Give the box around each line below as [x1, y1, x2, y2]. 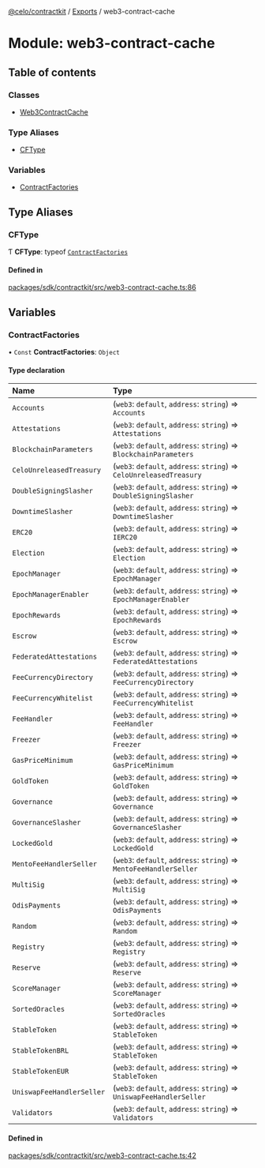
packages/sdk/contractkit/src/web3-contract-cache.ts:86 [8, 283, 196, 292]
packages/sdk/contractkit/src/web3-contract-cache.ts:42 [8, 1151, 197, 1160]
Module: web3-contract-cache [8, 35, 215, 52]
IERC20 [113, 533, 138, 542]
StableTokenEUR [12, 1067, 69, 1076]
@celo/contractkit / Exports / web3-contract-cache [8, 7, 175, 16]
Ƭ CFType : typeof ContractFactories [8, 247, 129, 257]
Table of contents [8, 66, 96, 79]
